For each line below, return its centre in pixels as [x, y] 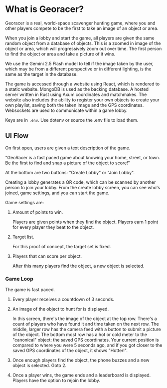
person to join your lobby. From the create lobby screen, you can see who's [83, 187]
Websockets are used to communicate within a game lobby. [67, 110]
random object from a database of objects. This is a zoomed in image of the [83, 43]
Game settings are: [25, 202]
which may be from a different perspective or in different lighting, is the [78, 69]
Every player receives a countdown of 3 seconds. [63, 299]
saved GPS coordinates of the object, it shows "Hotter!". [70, 351]
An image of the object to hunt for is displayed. [60, 309]
